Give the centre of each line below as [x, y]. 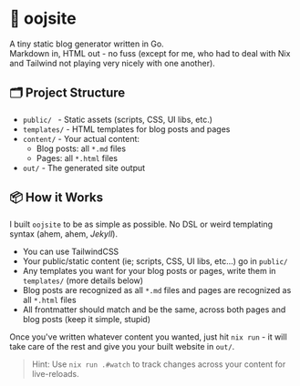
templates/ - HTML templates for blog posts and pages [126, 129]
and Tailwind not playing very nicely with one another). [113, 63]
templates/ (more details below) [83, 280]
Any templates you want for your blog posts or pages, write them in [149, 270]
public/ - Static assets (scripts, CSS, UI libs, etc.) [117, 119]
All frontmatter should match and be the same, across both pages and [154, 310]
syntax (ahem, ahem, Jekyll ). [64, 234]
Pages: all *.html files [77, 157]
